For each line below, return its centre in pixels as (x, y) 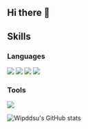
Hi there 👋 (29, 13)
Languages (26, 56)
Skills (19, 36)
